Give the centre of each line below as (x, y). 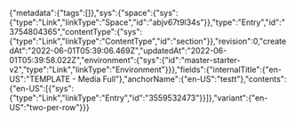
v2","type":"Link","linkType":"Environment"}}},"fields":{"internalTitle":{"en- (146, 69)
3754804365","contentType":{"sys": (76, 32)
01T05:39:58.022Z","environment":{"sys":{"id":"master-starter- (125, 60)
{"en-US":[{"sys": (41, 89)
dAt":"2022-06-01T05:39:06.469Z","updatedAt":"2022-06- (118, 51)
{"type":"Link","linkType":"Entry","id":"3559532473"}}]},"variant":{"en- (139, 98)
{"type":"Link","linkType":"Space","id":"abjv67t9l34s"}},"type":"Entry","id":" (147, 22)
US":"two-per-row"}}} (50, 107)
